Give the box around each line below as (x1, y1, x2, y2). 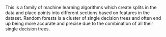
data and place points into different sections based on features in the (5, 10, 150, 16)
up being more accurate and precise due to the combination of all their (5, 20, 154, 26)
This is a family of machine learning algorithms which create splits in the (5, 5, 157, 10)
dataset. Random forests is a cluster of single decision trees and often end (5, 15, 161, 21)
